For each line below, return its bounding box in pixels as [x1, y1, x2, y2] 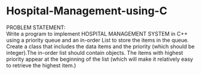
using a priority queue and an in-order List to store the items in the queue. [6, 36, 189, 43]
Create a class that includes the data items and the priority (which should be [6, 43, 195, 50]
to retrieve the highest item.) [6, 61, 76, 69]
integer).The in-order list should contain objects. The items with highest [6, 49, 184, 56]
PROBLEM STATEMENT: [6, 24, 66, 31]
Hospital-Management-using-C [6, 4, 167, 18]
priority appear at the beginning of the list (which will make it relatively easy [6, 55, 193, 62]
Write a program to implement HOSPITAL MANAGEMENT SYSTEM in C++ [6, 30, 188, 37]
